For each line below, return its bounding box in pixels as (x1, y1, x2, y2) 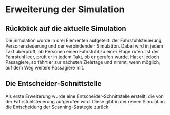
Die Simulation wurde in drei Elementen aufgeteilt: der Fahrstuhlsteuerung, (5, 37, 163, 43)
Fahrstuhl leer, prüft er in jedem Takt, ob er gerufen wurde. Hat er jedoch (5, 54, 159, 60)
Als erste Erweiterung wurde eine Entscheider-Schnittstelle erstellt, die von (5, 93, 164, 99)
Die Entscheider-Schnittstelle (5, 79, 102, 88)
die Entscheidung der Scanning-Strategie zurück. (5, 104, 110, 110)
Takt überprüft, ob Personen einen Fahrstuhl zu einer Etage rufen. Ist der (5, 49, 159, 54)
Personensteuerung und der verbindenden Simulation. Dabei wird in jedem (5, 43, 163, 49)
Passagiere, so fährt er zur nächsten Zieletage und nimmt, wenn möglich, (5, 59, 160, 65)
